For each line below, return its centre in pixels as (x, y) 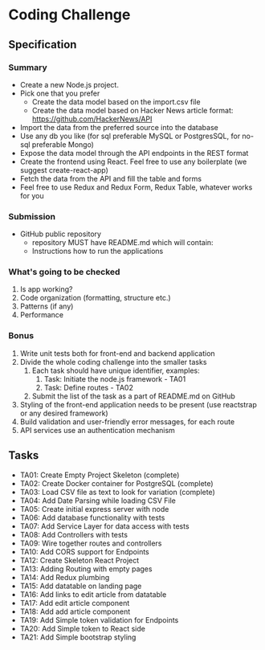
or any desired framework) (64, 413)
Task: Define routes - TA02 (89, 387)
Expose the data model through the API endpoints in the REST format (134, 153)
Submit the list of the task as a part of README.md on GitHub (133, 396)
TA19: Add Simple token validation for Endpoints (99, 619)
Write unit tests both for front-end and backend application (117, 353)
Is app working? (47, 289)
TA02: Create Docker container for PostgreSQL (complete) (117, 483)
